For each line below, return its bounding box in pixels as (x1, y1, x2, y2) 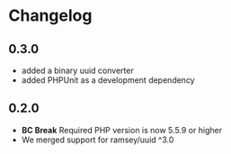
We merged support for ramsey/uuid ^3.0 (21, 134, 174, 145)
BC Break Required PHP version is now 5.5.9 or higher (21, 124, 222, 135)
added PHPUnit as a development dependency (21, 75, 195, 86)
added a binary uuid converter (21, 65, 134, 76)
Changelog (8, 5, 93, 26)
